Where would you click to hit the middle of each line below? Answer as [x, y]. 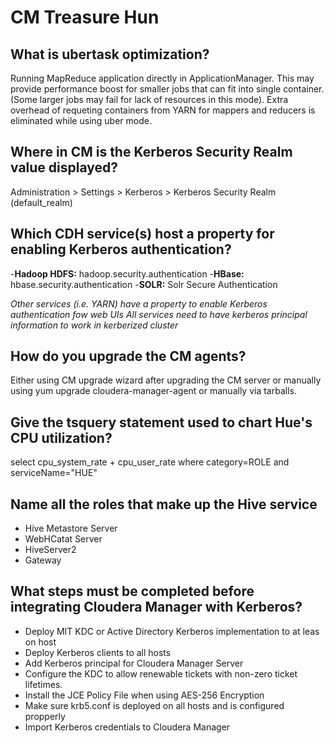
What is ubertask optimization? [110, 54]
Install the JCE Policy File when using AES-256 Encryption [144, 695]
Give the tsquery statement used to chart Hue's [161, 422]
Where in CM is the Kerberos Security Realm [151, 152]
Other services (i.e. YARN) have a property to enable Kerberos [139, 303]
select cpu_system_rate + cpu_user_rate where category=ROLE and [150, 462]
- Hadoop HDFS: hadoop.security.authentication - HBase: [127, 273]
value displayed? [64, 167]
